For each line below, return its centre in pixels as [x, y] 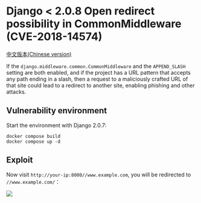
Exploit [20, 160]
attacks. [16, 92]
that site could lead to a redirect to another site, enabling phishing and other [101, 85]
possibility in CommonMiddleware [94, 24]
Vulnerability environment [57, 111]
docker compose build [33, 136]
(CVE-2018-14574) [54, 37]
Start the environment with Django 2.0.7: [56, 125]
